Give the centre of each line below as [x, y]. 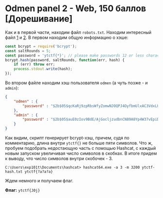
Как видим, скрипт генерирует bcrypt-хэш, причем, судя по [67, 138]
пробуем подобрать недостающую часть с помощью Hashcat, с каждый [81, 148]
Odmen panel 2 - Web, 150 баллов [76, 9]
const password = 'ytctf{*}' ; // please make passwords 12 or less [75, 55]
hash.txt [14, 172]
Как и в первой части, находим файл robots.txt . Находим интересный [78, 32]
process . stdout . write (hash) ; [43, 69]
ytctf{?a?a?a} [39, 172]
